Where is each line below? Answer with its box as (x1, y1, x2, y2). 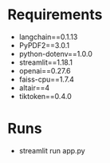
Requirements (7, 6, 103, 24)
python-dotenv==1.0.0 (18, 49, 92, 58)
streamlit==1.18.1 (18, 58, 73, 67)
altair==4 (18, 82, 49, 93)
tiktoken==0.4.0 (18, 91, 73, 101)
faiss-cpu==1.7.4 (18, 74, 75, 84)
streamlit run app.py (18, 145, 85, 155)
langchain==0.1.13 (18, 32, 78, 42)
